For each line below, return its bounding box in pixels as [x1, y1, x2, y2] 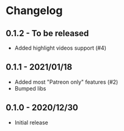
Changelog [5, 4, 63, 18]
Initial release [14, 119, 48, 126]
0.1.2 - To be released [5, 28, 89, 39]
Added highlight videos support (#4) [14, 44, 107, 51]
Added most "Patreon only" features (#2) [14, 78, 119, 86]
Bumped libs [14, 84, 46, 92]
